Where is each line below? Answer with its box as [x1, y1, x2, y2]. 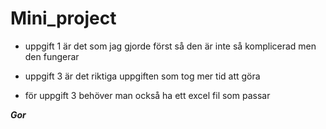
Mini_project [10, 7, 117, 30]
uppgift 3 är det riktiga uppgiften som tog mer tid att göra [24, 70, 261, 82]
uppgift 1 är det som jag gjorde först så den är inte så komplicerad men [24, 40, 317, 52]
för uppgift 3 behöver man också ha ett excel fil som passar [24, 89, 271, 101]
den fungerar [24, 50, 80, 62]
